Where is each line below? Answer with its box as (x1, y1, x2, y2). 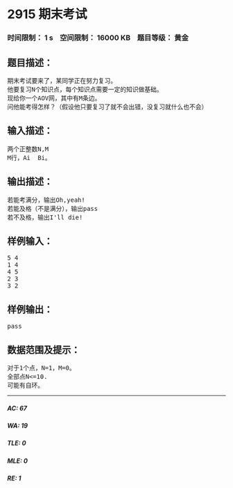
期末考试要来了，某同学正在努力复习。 (7, 77, 116, 84)
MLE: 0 (7, 457, 28, 465)
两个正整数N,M (7, 145, 49, 153)
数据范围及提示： (7, 344, 80, 356)
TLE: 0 (7, 439, 26, 448)
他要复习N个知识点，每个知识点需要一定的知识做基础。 (7, 85, 163, 93)
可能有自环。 (7, 381, 44, 389)
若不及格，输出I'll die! (7, 213, 83, 221)
